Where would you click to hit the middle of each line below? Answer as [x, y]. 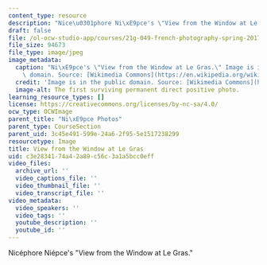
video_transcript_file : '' [60, 193]
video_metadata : [35, 201]
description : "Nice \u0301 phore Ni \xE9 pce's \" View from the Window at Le [133, 23]
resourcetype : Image [43, 141]
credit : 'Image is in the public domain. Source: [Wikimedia [119, 82]
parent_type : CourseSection [55, 127]
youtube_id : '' [41, 230]
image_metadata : [35, 60]
